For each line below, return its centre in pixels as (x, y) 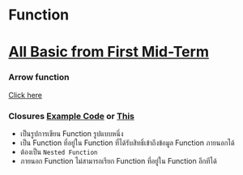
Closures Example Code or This (72, 116)
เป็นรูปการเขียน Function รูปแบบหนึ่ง (72, 133)
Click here (26, 95)
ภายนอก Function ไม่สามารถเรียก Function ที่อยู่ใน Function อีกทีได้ (118, 160)
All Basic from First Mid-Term (109, 52)
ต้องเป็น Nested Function (59, 152)
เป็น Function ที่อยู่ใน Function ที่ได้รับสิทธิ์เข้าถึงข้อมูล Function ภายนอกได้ (127, 143)
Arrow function (39, 77)
